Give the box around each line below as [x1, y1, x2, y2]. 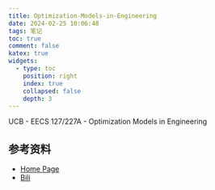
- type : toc [15, 65, 57, 73]
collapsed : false [23, 87, 82, 95]
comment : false [8, 42, 60, 50]
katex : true [8, 49, 48, 57]
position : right [23, 72, 78, 80]
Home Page [19, 164, 60, 174]
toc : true [8, 34, 42, 43]
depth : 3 [23, 95, 53, 103]
